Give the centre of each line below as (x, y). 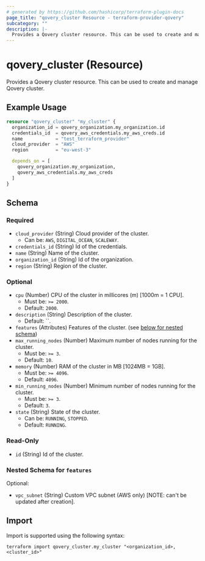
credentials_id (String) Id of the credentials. (71, 247)
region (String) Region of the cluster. (61, 266)
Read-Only (23, 441)
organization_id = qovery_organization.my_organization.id (88, 127)
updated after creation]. (45, 502)
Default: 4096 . (41, 380)
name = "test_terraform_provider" (71, 139)
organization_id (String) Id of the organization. (74, 260)
